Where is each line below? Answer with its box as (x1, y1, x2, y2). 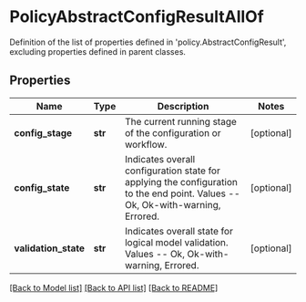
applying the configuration (124, 175, 239, 188)
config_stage (14, 126, 73, 139)
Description (157, 99, 209, 112)
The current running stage (124, 115, 237, 128)
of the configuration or (124, 126, 221, 139)
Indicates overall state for (124, 224, 234, 237)
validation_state (14, 242, 85, 255)
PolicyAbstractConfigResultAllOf (9, 6, 264, 27)
